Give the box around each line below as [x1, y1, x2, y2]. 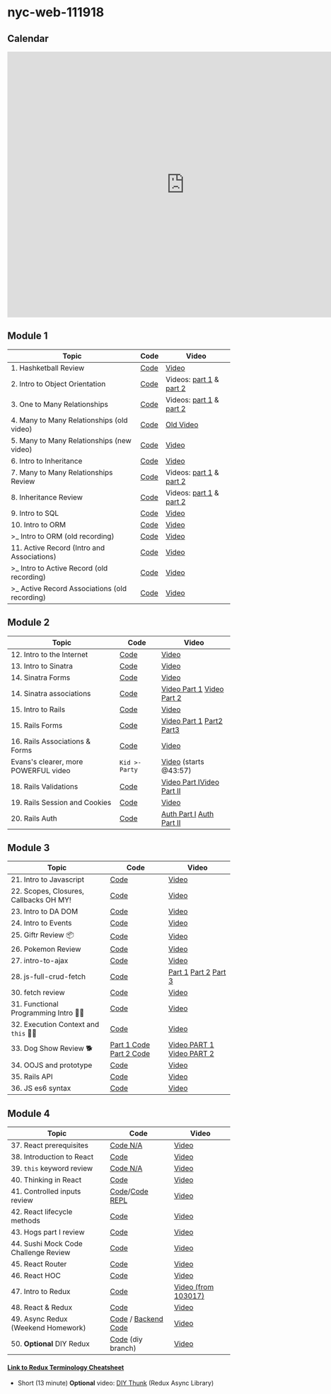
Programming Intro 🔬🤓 [11, 1008, 85, 1018]
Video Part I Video [161, 777, 220, 787]
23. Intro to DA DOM [11, 906, 79, 916]
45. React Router [11, 1259, 67, 1269]
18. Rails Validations [11, 781, 79, 791]
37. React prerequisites [11, 1140, 88, 1150]
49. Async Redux [11, 1314, 69, 1324]
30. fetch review [11, 988, 65, 998]
